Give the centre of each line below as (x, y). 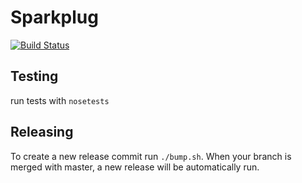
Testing (34, 76)
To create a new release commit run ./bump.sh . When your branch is (151, 156)
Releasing (42, 132)
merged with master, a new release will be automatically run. (135, 167)
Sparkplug (54, 17)
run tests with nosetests (60, 100)
